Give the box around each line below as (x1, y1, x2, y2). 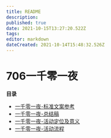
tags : (6, 31, 20, 37)
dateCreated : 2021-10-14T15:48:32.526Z (6, 42, 105, 48)
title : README (6, 8, 42, 15)
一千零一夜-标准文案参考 (14, 102, 75, 110)
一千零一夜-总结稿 (14, 110, 59, 117)
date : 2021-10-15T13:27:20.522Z (6, 25, 86, 32)
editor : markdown (6, 36, 49, 42)
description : (6, 14, 39, 20)
